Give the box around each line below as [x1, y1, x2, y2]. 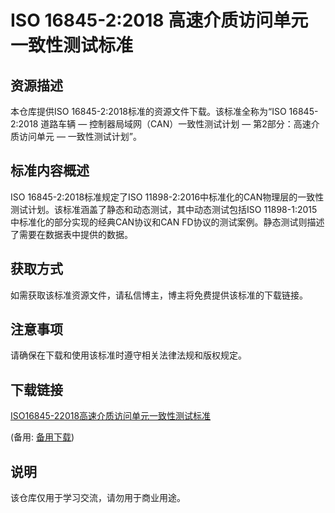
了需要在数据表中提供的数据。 [10, 228, 133, 240]
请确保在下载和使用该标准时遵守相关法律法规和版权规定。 [10, 349, 247, 361]
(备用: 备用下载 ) [10, 431, 75, 443]
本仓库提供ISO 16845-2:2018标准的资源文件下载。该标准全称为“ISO [10, 106, 287, 117]
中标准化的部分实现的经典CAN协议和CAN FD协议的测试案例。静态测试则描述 [10, 216, 325, 228]
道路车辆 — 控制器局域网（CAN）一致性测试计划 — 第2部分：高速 [40, 118, 312, 130]
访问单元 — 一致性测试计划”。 [18, 131, 143, 142]
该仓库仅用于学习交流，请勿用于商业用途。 [10, 492, 186, 504]
